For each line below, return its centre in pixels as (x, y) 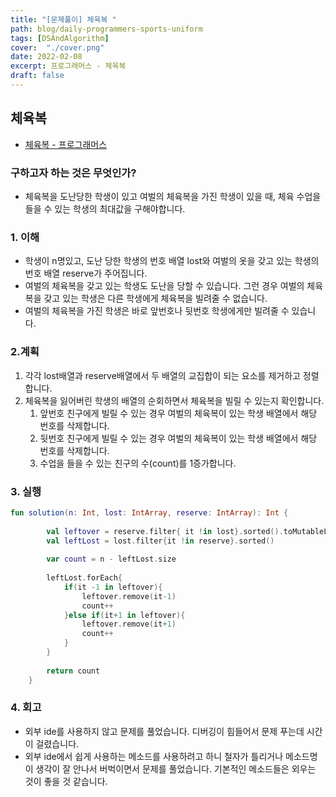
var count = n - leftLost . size (111, 559)
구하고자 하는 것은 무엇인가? (73, 173)
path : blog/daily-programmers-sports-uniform (106, 29)
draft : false (37, 76)
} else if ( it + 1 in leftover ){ (124, 615)
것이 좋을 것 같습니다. (66, 781)
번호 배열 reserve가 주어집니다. (86, 273)
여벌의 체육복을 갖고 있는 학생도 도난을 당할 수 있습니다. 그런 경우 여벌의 (164, 286)
